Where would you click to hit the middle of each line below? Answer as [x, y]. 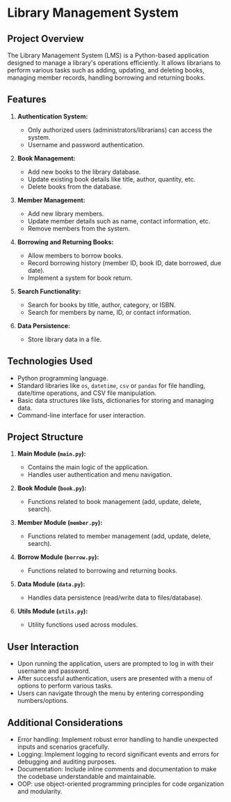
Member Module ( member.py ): [60, 523]
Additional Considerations [65, 723]
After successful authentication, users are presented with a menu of [115, 678]
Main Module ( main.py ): [51, 454]
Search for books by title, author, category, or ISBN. [102, 304]
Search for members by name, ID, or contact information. [109, 312]
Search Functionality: [49, 291]
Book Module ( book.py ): [52, 488]
